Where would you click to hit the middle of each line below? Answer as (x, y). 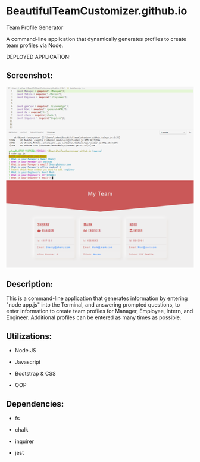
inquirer (24, 441)
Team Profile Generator (35, 27)
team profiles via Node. (35, 45)
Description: (30, 284)
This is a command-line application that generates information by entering (97, 298)
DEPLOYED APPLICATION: (38, 57)
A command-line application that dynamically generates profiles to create (96, 39)
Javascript (28, 362)
